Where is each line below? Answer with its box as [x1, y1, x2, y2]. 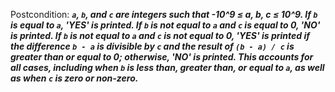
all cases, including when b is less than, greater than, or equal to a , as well [10, 62, 325, 73]
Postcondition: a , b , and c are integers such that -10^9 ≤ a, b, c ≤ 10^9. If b [10, 9, 318, 20]
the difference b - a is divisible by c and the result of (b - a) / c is [10, 40, 295, 52]
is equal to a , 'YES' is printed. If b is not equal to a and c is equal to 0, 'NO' [10, 19, 321, 31]
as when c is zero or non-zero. [10, 72, 139, 84]
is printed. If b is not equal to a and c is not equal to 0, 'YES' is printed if [10, 30, 310, 41]
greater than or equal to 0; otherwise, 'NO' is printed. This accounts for [10, 51, 314, 63]
